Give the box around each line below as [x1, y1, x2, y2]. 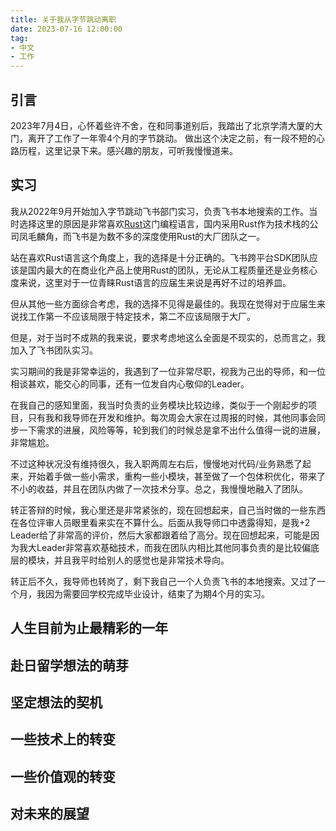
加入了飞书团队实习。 [10, 344, 98, 356]
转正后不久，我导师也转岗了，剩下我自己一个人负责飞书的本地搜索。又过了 [10, 575, 317, 587]
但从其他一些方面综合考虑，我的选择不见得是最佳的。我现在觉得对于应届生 [10, 297, 317, 310]
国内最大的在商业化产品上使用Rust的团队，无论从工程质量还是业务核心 [27, 264, 318, 276]
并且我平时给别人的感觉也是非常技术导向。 [53, 554, 230, 566]
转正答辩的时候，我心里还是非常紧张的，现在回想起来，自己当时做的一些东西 [10, 504, 326, 516]
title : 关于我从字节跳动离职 [10, 14, 117, 25]
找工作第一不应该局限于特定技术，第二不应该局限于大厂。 [18, 310, 256, 322]
